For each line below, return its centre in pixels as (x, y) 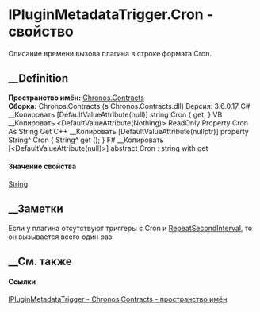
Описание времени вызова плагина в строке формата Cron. (110, 53)
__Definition (38, 78)
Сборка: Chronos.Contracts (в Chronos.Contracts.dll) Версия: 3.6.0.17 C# (129, 106)
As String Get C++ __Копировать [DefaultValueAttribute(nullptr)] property (129, 131)
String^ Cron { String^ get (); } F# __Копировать (86, 140)
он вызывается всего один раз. (61, 237)
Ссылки (22, 281)
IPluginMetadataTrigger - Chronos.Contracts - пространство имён (118, 299)
